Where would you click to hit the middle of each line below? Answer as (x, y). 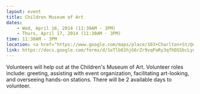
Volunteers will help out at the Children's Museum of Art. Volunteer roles (95, 67)
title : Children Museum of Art (45, 17)
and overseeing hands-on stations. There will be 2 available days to (89, 79)
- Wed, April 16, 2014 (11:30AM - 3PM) (66, 28)
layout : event (24, 12)
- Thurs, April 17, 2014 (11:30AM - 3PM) (69, 34)
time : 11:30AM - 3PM (32, 39)
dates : (14, 22)
